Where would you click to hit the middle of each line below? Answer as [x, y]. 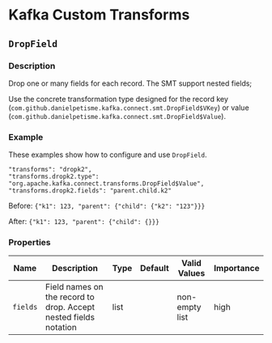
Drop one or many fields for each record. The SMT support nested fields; [130, 83]
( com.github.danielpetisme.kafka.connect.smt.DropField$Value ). [117, 116]
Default [155, 269]
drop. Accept [70, 307]
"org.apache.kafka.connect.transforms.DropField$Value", [106, 184]
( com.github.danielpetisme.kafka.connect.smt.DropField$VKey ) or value [129, 108]
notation [61, 328]
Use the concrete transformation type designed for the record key [119, 99]
